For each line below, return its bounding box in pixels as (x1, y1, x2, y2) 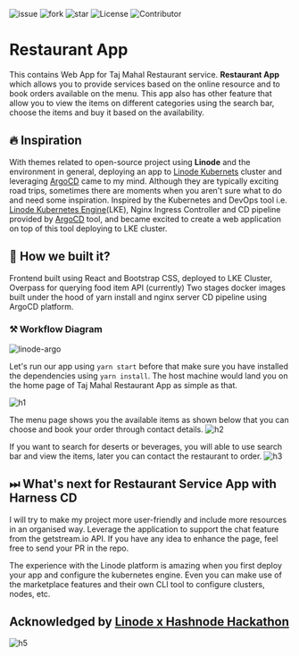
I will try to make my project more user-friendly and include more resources (9, 514, 287, 525)
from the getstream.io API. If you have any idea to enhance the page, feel (9, 533, 278, 544)
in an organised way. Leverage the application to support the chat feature (9, 523, 279, 535)
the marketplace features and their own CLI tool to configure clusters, (9, 578, 265, 589)
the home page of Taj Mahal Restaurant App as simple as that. (9, 379, 238, 390)
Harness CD (9, 491, 78, 506)
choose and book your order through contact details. (9, 424, 203, 435)
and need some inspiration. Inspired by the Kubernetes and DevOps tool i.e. (9, 195, 287, 205)
